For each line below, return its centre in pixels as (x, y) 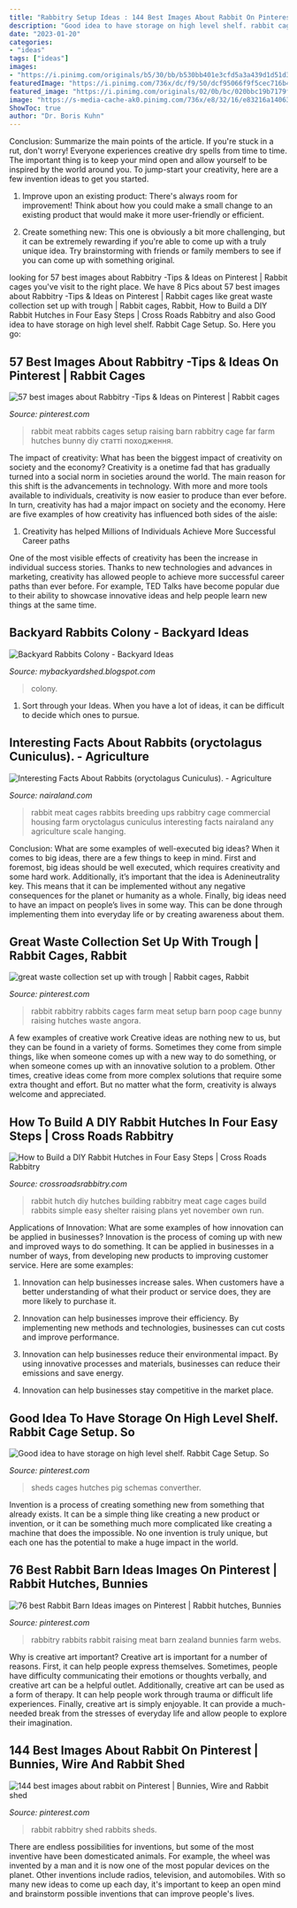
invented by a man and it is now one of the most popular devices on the (139, 1866)
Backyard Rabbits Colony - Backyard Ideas (129, 633)
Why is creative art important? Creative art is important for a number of (138, 1657)
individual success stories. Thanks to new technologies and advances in (141, 567)
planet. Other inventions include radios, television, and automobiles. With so (147, 1874)
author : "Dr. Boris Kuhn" (57, 116)
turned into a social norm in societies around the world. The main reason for (147, 476)
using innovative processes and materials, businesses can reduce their (151, 1363)
